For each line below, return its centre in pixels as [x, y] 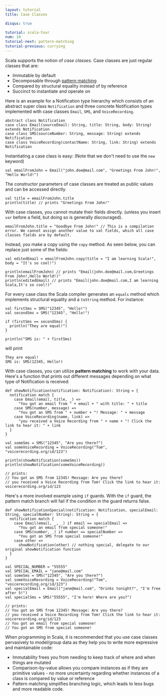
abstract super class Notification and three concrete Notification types [79, 106]
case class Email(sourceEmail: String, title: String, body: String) [79, 125]
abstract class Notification [35, 120]
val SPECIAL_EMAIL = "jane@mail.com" [44, 571]
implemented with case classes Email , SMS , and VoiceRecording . [70, 111]
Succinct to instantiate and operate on [51, 91]
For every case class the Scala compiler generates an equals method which [82, 294]
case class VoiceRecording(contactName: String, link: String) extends [81, 142]
